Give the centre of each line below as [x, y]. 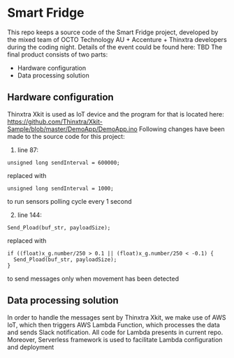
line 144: [29, 215]
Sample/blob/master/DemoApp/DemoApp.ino [72, 129]
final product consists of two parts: [58, 54]
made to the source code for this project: [66, 136]
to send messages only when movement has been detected [93, 278]
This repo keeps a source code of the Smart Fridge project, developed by [113, 32]
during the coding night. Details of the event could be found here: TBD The [115, 47]
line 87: [28, 150]
